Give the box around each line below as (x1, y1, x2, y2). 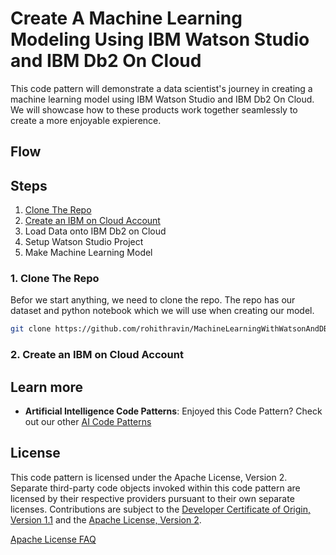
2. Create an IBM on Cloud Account (10, 348, 184, 362)
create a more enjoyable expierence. (10, 114, 162, 126)
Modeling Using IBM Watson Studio (10, 28, 310, 51)
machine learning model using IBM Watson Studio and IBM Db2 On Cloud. (10, 93, 315, 105)
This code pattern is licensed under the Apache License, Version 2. (10, 471, 288, 483)
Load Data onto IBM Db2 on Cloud (24, 225, 167, 237)
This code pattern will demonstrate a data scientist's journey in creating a (10, 82, 313, 94)
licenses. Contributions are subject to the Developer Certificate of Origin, (10, 503, 311, 515)
